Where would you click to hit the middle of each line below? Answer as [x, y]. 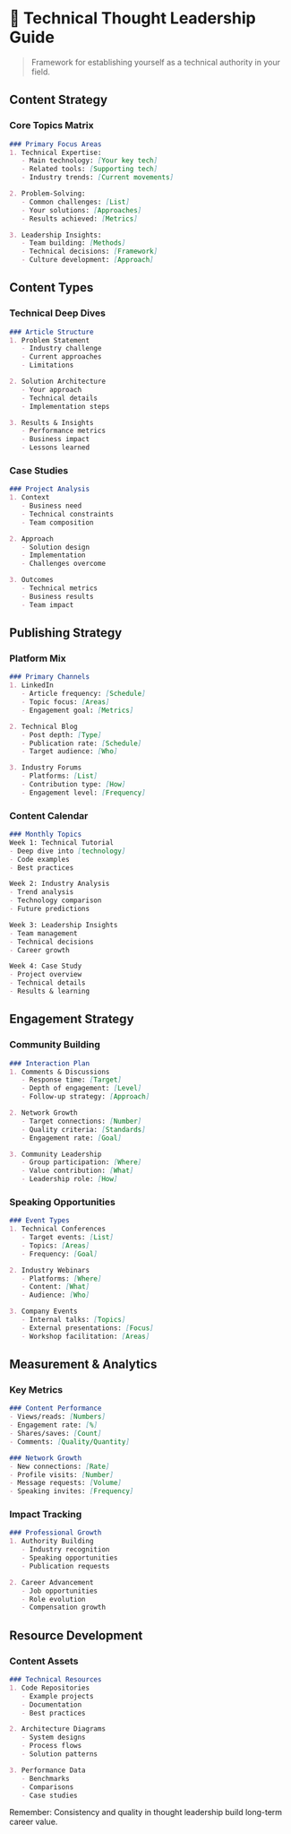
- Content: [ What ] [56, 1287]
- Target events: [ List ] [68, 1238]
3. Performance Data [48, 1770]
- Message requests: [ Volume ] [66, 1483]
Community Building [55, 1045]
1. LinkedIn [31, 685]
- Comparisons [47, 1787]
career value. [34, 1822]
